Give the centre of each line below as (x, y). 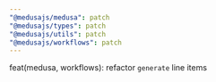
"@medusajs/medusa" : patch (60, 17)
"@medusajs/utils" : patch (57, 34)
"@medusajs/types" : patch (57, 26)
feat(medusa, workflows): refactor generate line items (108, 68)
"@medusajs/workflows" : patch (66, 42)
